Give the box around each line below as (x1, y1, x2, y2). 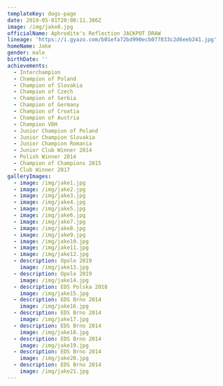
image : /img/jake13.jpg (20, 264, 89, 271)
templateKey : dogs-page (7, 10, 77, 17)
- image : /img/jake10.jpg (13, 238, 89, 245)
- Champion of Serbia (13, 95, 77, 102)
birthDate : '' (7, 56, 49, 63)
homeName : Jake (7, 43, 52, 50)
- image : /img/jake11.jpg (13, 244, 89, 252)
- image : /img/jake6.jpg (13, 212, 86, 219)
